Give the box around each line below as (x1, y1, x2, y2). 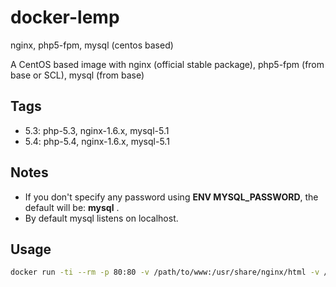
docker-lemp (10, 6, 120, 29)
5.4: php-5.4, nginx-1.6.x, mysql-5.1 (24, 135, 170, 147)
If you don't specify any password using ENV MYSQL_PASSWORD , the (24, 191, 319, 203)
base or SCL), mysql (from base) (10, 69, 145, 81)
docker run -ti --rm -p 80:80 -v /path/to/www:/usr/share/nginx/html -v (10, 267, 320, 278)
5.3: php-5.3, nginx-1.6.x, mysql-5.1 (24, 124, 170, 136)
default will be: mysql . (24, 201, 120, 213)
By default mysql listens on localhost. (24, 212, 179, 224)
